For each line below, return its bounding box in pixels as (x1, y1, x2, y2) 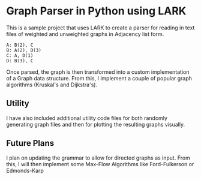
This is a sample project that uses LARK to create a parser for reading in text (6, 24, 195, 31)
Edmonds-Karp (6, 167, 44, 174)
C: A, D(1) (6, 52, 34, 58)
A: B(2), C (6, 42, 34, 48)
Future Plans (6, 138, 55, 148)
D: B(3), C (6, 58, 34, 64)
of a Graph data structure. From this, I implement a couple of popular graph (6, 74, 192, 82)
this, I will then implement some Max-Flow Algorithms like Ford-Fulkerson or (6, 160, 194, 167)
